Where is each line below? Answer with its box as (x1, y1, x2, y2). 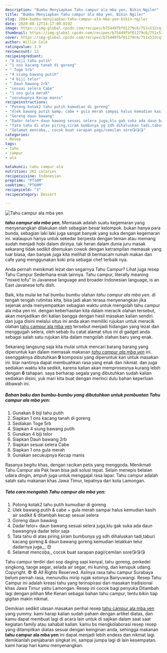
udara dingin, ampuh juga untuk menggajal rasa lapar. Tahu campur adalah (5, 472, 158, 478)
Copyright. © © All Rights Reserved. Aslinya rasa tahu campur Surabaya (5, 569, 153, 575)
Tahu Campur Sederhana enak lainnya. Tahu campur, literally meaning (5, 272, 149, 278)
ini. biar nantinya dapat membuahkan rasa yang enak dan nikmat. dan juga (5, 359, 158, 366)
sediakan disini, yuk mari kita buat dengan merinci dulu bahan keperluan (5, 375, 154, 381)
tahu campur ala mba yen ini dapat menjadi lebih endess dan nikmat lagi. (5, 632, 156, 638)
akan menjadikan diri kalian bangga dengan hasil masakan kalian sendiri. (5, 313, 154, 319)
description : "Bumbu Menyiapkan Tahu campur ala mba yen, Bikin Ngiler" (5, 7, 159, 12)
